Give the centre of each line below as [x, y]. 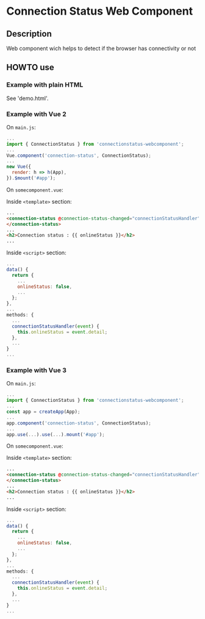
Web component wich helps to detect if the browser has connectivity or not [101, 48]
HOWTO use [30, 67]
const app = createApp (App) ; [43, 412]
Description [29, 34]
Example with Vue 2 [36, 114]
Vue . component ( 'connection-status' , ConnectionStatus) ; [79, 156]
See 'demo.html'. [27, 98]
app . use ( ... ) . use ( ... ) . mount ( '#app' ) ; [56, 434]
